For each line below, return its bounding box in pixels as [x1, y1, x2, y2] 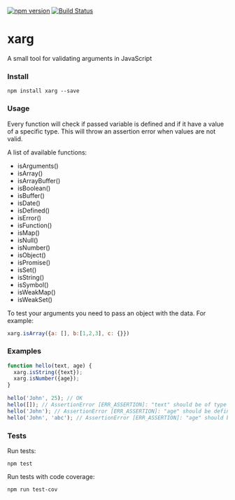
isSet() [17, 266, 37, 274]
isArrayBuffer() [17, 176, 61, 185]
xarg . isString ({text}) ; [13, 369, 83, 376]
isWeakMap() [17, 287, 56, 297]
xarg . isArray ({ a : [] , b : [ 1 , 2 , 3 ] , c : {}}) [7, 329, 130, 337]
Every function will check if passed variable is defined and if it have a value [7, 120, 225, 128]
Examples [7, 346, 42, 356]
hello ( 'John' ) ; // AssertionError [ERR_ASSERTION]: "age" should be [7, 408, 211, 415]
